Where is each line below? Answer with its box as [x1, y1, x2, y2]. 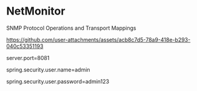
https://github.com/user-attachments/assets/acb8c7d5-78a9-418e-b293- [6, 36, 191, 43]
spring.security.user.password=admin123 [6, 78, 110, 85]
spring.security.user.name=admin [6, 66, 90, 73]
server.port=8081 [6, 54, 50, 61]
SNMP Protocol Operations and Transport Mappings [6, 24, 136, 32]
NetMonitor [6, 4, 65, 18]
